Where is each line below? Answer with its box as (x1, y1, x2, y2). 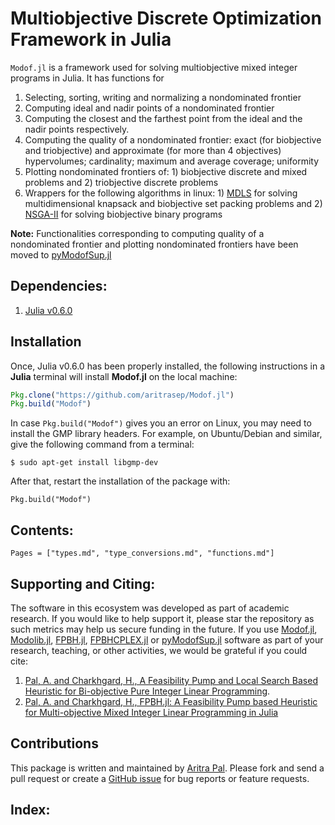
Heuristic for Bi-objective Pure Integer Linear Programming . (24, 685, 271, 697)
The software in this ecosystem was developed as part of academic (10, 602, 290, 614)
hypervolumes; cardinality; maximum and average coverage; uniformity (24, 155, 320, 167)
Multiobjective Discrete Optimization (10, 7, 322, 30)
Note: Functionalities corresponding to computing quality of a (10, 227, 265, 239)
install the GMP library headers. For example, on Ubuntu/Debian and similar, (10, 428, 323, 440)
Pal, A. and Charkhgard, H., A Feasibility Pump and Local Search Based (24, 674, 318, 686)
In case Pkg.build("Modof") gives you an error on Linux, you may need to (10, 417, 312, 429)
